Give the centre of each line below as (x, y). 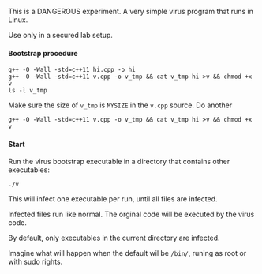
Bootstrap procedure (43, 53)
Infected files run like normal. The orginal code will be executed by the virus (131, 214)
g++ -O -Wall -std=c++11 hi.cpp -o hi (72, 70)
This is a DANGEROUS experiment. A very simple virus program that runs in (131, 11)
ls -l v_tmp (28, 91)
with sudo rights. (36, 262)
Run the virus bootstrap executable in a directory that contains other (119, 162)
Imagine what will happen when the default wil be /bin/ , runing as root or (127, 253)
